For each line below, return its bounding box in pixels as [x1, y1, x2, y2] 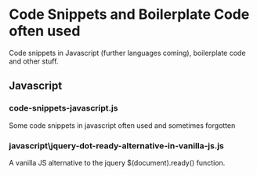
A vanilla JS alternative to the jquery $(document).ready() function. [9, 158, 226, 167]
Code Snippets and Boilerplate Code [9, 5, 250, 24]
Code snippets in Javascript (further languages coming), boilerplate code [9, 48, 246, 57]
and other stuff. [9, 57, 59, 66]
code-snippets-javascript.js [9, 103, 118, 114]
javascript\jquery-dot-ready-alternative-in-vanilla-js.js [9, 140, 224, 151]
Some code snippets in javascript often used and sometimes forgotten [9, 120, 236, 130]
